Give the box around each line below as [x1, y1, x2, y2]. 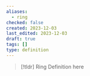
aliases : [6, 8, 28, 15]
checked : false [6, 19, 44, 25]
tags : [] [6, 42, 28, 48]
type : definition [6, 47, 49, 53]
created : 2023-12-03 [6, 25, 57, 31]
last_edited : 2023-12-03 [6, 31, 67, 37]
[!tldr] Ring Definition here [20, 63, 84, 70]
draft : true [6, 36, 36, 42]
